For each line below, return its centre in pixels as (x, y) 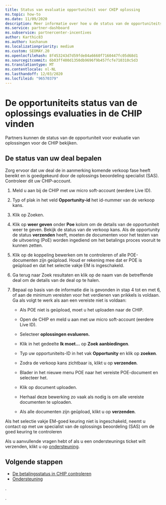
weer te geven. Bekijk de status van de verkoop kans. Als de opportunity (86, 230)
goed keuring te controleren (34, 431)
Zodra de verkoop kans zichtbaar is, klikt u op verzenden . (79, 363)
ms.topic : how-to (23, 14)
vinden (20, 124)
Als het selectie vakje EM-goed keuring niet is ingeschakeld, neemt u (75, 421)
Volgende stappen (34, 462)
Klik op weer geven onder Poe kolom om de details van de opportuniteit (85, 224)
